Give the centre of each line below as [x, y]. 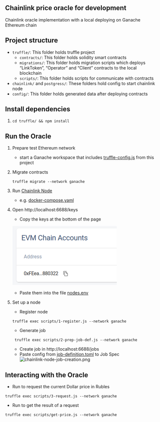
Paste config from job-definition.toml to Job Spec [69, 355]
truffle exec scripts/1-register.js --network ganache [69, 322]
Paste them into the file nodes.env [54, 293]
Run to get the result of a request [46, 405]
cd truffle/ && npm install [41, 121]
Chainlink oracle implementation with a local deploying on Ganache [73, 20]
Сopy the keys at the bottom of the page [60, 219]
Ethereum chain [21, 25]
